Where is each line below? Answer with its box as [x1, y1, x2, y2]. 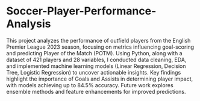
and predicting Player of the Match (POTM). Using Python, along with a [6, 49, 183, 57]
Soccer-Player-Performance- [6, 4, 157, 18]
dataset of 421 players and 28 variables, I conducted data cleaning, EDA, [6, 56, 187, 63]
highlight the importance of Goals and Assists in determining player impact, [6, 75, 193, 82]
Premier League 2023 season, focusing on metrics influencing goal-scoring [6, 43, 195, 50]
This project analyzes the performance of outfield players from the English [6, 37, 191, 44]
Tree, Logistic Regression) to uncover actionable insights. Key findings [6, 69, 181, 76]
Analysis [6, 17, 51, 31]
